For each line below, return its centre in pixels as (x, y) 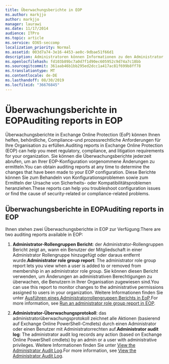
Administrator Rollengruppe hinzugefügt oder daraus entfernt (76, 255)
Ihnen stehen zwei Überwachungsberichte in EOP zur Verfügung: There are (83, 229)
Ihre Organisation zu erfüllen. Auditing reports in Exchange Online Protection (84, 145)
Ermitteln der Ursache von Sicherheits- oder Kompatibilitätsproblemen (78, 183)
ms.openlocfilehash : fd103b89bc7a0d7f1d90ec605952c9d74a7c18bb (73, 62)
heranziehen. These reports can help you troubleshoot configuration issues (83, 188)
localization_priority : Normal (38, 47)
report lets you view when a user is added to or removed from (77, 266)
